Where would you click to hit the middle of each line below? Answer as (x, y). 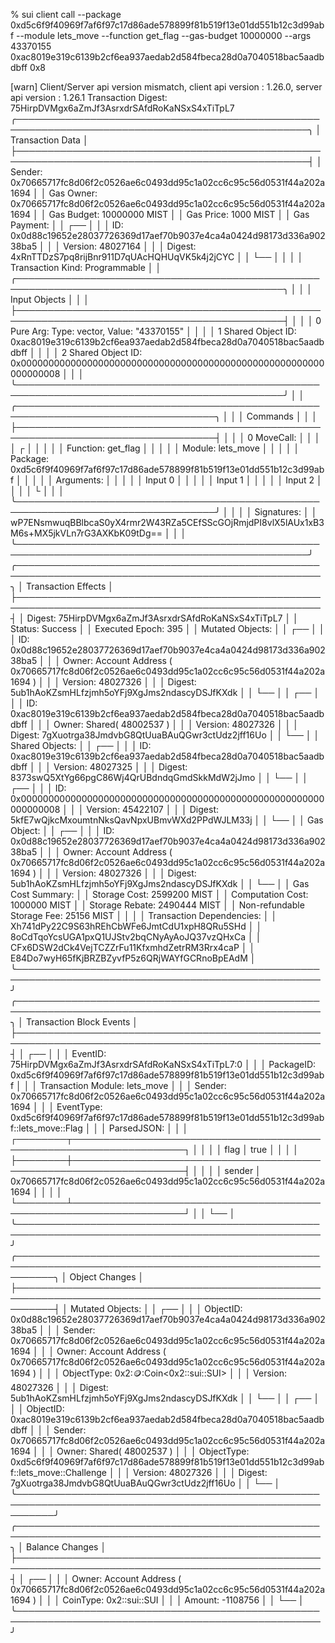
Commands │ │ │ (282, 416)
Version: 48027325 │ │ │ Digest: (120, 767)
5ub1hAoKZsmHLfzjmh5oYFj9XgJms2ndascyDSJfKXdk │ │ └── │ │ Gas (160, 883)
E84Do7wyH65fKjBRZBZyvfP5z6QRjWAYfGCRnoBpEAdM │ (133, 958)
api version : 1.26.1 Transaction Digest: (89, 97)
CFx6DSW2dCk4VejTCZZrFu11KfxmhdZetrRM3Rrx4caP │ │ (133, 947)
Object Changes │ (107, 1277)
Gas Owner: (73, 193)
